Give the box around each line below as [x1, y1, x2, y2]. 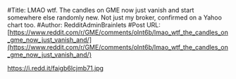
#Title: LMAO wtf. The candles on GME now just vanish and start [7, 6, 194, 14]
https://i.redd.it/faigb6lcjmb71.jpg [7, 64, 104, 72]
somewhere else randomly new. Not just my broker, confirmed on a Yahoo [7, 13, 222, 22]
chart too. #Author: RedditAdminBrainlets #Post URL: [7, 21, 161, 29]
